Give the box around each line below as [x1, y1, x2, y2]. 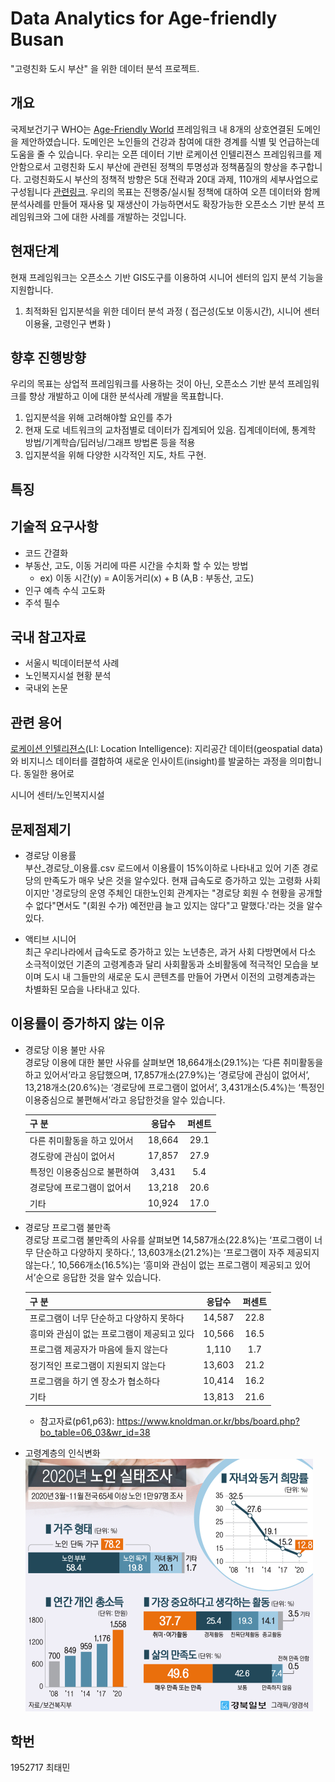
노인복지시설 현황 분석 [24, 670, 112, 682]
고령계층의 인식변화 [24, 1447, 101, 1459]
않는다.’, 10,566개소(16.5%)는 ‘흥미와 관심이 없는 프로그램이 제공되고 [24, 1259, 293, 1271]
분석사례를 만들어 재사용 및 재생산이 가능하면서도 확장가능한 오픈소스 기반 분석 [10, 198, 315, 210]
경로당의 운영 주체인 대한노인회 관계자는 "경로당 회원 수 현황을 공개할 [54, 887, 323, 899]
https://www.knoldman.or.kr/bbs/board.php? [116, 1415, 300, 1427]
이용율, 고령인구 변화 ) [24, 317, 112, 329]
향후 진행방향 [10, 349, 87, 366]
